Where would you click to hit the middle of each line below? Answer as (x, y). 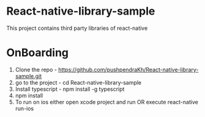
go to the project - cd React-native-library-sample (78, 82)
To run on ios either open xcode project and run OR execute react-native (107, 102)
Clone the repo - (36, 69)
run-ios (24, 108)
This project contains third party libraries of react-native (77, 28)
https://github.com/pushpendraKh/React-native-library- (128, 69)
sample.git (28, 76)
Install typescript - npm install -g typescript (70, 89)
